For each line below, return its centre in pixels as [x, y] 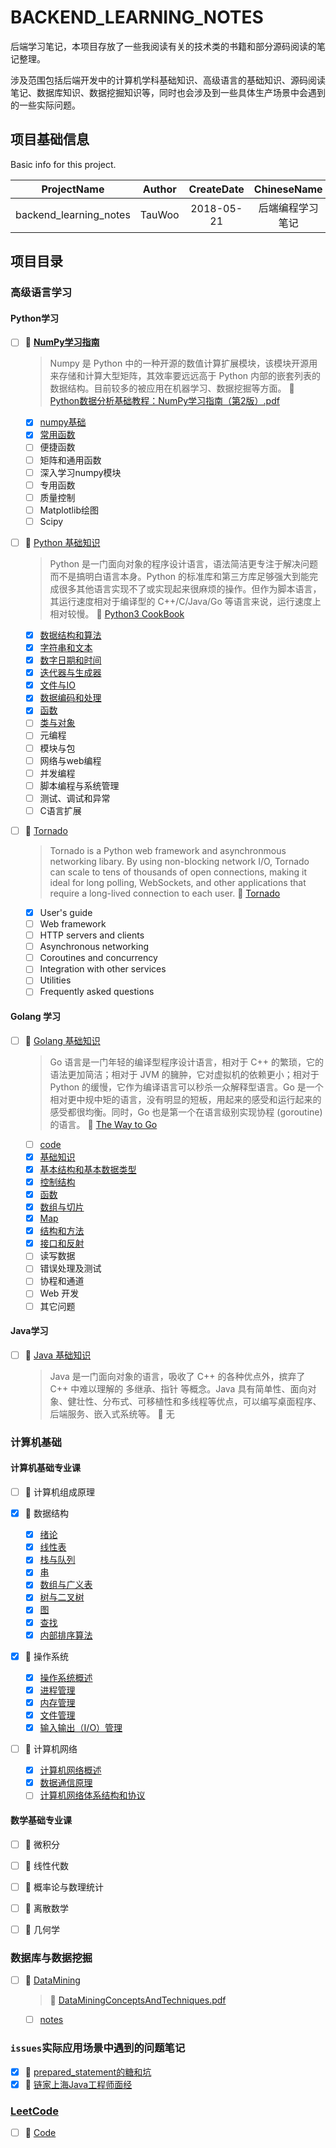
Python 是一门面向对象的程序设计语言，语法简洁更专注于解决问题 [184, 563]
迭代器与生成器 [70, 673]
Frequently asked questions [97, 992]
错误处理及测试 [70, 1268]
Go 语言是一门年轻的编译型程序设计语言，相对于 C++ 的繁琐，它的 [186, 1062]
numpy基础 [63, 422]
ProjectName [73, 189]
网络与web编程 [70, 760]
